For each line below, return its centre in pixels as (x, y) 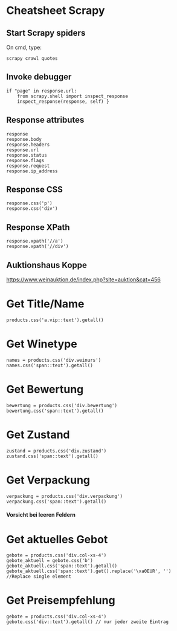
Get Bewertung (45, 389)
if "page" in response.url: (42, 91)
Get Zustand (38, 435)
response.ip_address (32, 171)
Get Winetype (42, 344)
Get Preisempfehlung (61, 600)
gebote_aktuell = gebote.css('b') (50, 561)
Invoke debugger (39, 77)
